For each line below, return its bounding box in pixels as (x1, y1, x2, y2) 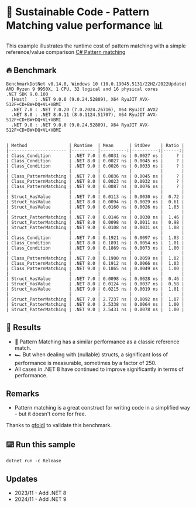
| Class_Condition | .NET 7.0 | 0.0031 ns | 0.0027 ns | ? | (6, 152, 184, 159)
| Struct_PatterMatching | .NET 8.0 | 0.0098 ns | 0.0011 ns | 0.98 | (6, 219, 184, 225)
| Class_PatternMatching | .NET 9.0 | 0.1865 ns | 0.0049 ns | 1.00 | (6, 265, 184, 271)
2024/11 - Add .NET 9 (14, 496, 67, 503)
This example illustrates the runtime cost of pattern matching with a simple (6, 42, 186, 49)
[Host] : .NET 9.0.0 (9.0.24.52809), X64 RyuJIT (11, 96, 137, 102)
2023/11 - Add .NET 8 (14, 489, 67, 496)
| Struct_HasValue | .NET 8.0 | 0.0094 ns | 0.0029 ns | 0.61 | (6, 199, 184, 204)
